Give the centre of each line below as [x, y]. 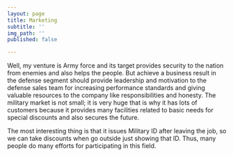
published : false [32, 40]
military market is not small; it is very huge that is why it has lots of [102, 103]
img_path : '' [26, 33]
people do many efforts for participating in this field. [82, 146]
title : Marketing [32, 20]
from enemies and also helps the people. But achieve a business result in [112, 73]
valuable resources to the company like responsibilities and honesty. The [112, 96]
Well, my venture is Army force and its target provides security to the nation [115, 66]
